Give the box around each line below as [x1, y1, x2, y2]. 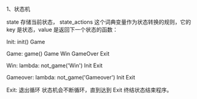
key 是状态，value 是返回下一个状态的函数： [6, 26, 118, 33]
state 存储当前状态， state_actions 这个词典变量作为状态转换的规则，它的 [6, 18, 191, 26]
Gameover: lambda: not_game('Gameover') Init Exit [6, 74, 136, 81]
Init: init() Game [6, 38, 45, 45]
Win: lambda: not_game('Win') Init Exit [6, 62, 103, 69]
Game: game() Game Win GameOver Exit [6, 50, 110, 57]
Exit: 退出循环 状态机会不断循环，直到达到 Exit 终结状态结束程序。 [6, 86, 172, 94]
